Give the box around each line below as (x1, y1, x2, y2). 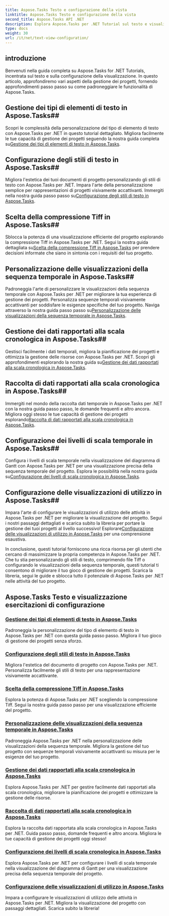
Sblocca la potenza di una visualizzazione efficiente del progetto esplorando (5, 234, 164, 240)
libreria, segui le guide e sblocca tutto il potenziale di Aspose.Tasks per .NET (5, 573, 164, 579)
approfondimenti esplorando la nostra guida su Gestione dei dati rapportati (5, 359, 159, 365)
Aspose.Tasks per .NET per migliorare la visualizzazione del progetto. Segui (5, 515, 162, 521)
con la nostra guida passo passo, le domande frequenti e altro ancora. (5, 406, 151, 412)
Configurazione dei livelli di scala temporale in (5, 436, 153, 445)
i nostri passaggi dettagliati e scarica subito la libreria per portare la (5, 520, 145, 527)
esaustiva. (5, 536, 27, 542)
